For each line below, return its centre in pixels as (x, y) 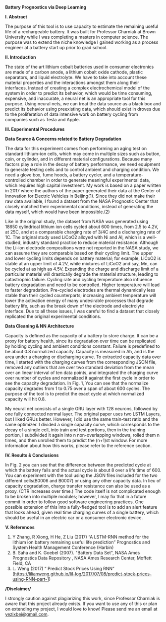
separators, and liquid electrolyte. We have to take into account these (76, 77)
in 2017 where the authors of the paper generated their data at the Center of (83, 191)
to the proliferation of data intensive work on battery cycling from (72, 114)
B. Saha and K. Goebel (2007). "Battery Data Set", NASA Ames (76, 553)
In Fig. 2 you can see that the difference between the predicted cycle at (78, 465)
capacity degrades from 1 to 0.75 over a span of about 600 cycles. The (78, 389)
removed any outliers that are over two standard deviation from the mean (80, 367)
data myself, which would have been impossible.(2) (57, 212)
